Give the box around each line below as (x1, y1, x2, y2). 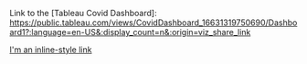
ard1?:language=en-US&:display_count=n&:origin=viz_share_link (9, 27, 251, 37)
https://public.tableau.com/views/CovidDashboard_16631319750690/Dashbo (9, 17, 298, 28)
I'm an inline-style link (9, 44, 92, 55)
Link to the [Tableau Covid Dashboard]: (9, 8, 157, 18)
